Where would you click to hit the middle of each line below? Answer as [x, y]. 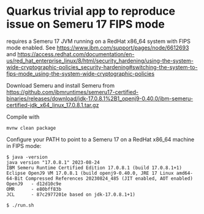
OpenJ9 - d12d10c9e [34, 184]
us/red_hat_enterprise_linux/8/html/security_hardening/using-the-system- [100, 61]
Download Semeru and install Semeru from [61, 85]
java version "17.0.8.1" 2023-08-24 [53, 162]
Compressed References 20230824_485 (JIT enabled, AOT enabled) [109, 179]
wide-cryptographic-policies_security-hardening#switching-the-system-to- [102, 67]
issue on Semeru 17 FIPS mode [86, 24]
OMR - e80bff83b [34, 189]
